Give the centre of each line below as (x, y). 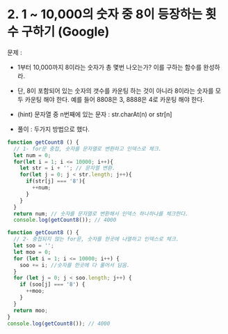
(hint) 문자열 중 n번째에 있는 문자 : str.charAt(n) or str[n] (95, 114)
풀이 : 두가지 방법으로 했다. (54, 129)
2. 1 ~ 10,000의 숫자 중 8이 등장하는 (105, 14)
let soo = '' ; (34, 246)
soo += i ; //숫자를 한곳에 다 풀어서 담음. (75, 265)
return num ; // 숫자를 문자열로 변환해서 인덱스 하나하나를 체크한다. (101, 213)
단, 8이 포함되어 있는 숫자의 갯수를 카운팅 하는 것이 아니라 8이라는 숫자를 (115, 91)
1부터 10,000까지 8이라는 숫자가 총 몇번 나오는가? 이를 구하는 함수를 (109, 67)
